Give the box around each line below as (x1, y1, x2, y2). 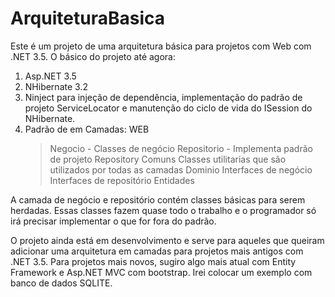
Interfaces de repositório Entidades (49, 174, 195, 186)
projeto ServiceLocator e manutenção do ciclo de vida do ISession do (24, 102, 313, 114)
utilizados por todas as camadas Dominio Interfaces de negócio (49, 163, 313, 176)
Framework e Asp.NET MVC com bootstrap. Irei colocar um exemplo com (10, 266, 313, 278)
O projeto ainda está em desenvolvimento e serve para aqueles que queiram (10, 234, 325, 246)
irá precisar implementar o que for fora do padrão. (10, 215, 217, 227)
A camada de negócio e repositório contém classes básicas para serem (10, 193, 306, 206)
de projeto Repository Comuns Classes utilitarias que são (49, 153, 287, 165)
